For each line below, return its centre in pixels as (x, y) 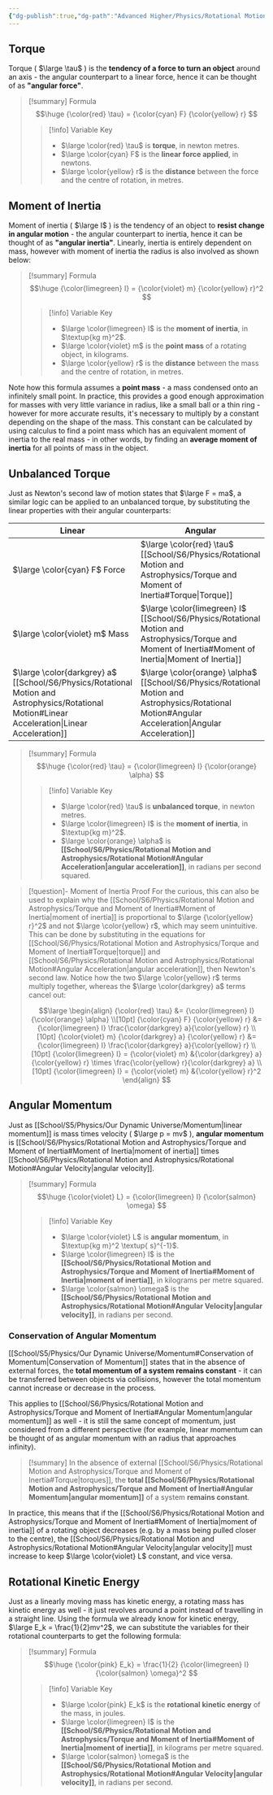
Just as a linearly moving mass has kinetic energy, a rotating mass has (126, 1601)
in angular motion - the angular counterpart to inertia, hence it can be (126, 234)
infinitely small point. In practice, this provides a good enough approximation (136, 396)
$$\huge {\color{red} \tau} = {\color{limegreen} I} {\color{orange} (147, 766)
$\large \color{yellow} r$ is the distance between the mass (160, 364)
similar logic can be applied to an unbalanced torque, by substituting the (129, 502)
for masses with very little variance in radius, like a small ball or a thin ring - (134, 405)
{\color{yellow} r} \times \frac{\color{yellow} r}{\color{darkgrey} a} (143, 1063)
